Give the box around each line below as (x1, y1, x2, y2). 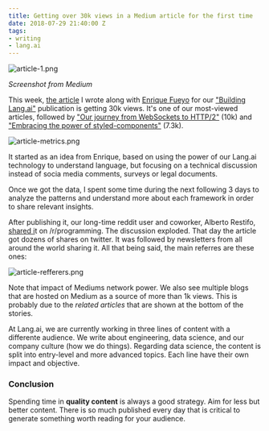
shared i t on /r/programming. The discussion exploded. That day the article (8, 226, 257, 236)
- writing (8, 34, 42, 43)
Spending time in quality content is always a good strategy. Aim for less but (8, 396, 260, 407)
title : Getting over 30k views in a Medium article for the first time (8, 11, 253, 20)
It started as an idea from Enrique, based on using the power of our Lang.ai (8, 152, 257, 162)
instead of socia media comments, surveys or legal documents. (8, 169, 218, 179)
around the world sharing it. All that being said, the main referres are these (8, 243, 255, 253)
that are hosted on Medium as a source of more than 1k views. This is (8, 292, 238, 301)
